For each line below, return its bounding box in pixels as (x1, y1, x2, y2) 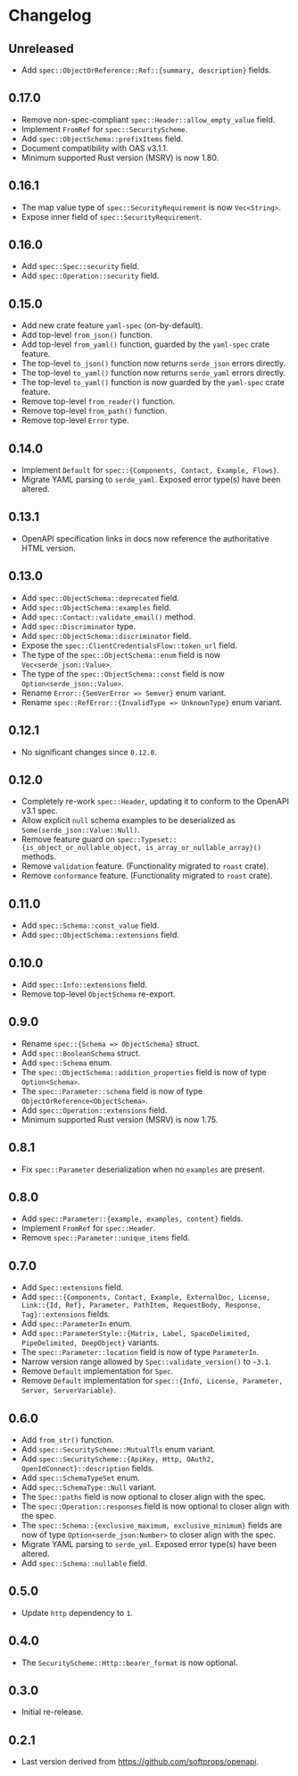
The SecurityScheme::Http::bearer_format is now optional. (21, 1657, 238, 1668)
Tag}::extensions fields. (21, 1309, 111, 1319)
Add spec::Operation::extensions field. (21, 1105, 168, 1115)
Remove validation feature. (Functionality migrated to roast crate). (21, 861, 269, 871)
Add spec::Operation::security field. (21, 270, 160, 282)
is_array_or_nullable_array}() (145, 844, 262, 853)
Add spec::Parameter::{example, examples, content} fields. (21, 1213, 244, 1225)
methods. (21, 851, 57, 863)
